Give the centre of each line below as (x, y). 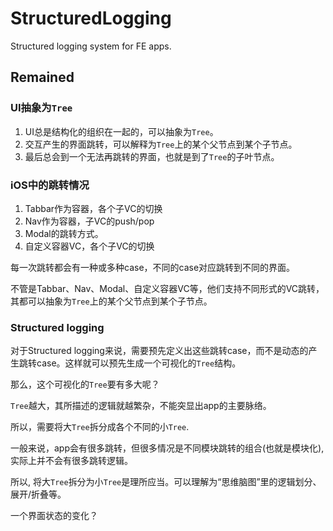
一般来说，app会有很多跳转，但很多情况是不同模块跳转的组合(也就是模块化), (167, 448)
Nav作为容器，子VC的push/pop (89, 221)
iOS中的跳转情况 (50, 185)
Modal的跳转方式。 (64, 233)
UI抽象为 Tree (41, 108)
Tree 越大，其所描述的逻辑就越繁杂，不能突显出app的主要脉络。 (141, 406)
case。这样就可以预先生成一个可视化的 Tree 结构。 (139, 363)
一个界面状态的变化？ (54, 516)
